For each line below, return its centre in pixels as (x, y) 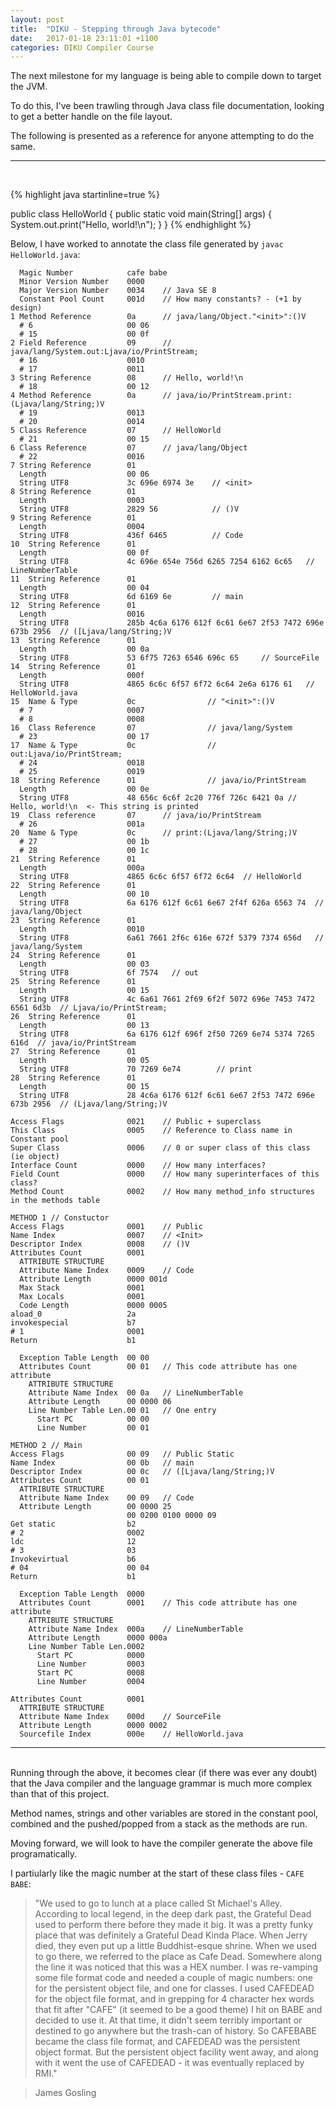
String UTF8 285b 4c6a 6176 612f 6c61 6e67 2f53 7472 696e (172, 623)
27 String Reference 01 (73, 1052)
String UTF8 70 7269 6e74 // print (136, 1069)
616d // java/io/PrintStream (73, 1043)
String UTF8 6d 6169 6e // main (131, 597)
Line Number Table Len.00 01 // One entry (122, 1411)
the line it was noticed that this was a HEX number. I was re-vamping (176, 1967)
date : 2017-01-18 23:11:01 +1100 (84, 38)
